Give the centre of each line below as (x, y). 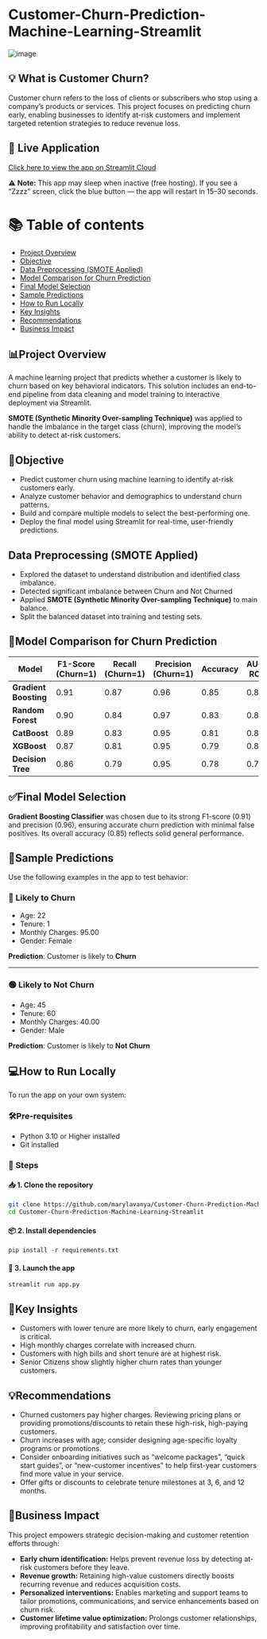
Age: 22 (33, 915)
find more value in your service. (72, 1474)
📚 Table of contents (76, 225)
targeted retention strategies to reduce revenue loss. (95, 123)
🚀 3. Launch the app (42, 1267)
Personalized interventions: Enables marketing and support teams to (134, 1592)
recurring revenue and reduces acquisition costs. (100, 1584)
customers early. (47, 488)
